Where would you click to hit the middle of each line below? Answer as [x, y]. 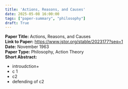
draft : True [17, 23]
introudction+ [26, 66]
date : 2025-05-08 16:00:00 [32, 14]
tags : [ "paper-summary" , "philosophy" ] [45, 18]
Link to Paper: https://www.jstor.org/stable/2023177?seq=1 [64, 42]
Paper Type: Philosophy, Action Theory [44, 52]
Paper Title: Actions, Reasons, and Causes [48, 37]
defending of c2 [28, 82]
